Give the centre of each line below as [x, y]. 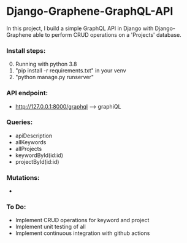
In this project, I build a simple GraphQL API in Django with [80, 28]
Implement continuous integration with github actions [82, 233]
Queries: [20, 122]
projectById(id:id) [37, 161]
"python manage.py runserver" [54, 77]
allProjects [29, 148]
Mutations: [23, 177]
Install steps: [26, 50]
